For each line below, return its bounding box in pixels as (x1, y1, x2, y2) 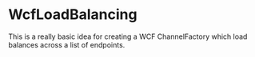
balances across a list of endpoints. (8, 40, 126, 49)
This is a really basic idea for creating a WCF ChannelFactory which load (8, 32, 248, 41)
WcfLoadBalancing (8, 6, 137, 24)
